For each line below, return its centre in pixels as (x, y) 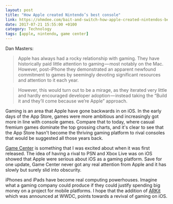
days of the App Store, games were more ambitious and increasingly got (82, 116)
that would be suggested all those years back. (54, 138)
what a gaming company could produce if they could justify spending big (83, 185)
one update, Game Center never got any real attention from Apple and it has (86, 164)
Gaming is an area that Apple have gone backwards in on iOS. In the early (83, 111)
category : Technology (29, 29)
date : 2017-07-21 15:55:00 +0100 (41, 24)
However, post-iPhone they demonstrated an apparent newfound (87, 69)
